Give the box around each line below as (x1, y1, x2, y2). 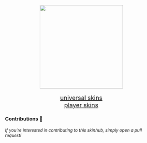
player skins (64, 101, 99, 109)
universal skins (60, 94, 103, 102)
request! (5, 132, 22, 138)
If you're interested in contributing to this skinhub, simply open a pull (5, 127, 142, 133)
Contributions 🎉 (5, 115, 43, 122)
